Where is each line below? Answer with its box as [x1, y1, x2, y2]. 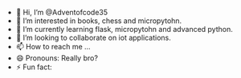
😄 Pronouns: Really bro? [15, 53, 99, 63]
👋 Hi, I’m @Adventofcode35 [15, 8, 108, 17]
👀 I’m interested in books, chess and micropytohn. [15, 16, 182, 25]
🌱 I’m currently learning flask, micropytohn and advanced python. [15, 25, 233, 33]
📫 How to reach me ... [15, 42, 91, 51]
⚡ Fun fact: [15, 62, 52, 72]
